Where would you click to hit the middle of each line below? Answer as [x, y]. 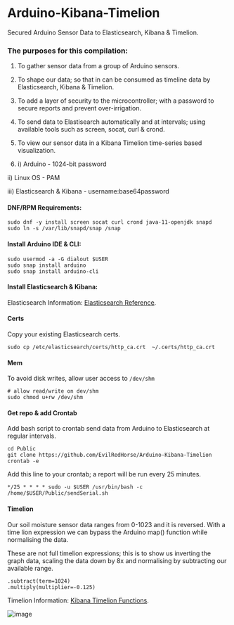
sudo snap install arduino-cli [53, 271]
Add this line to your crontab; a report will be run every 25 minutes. [104, 474]
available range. [31, 568]
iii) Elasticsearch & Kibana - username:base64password [89, 191]
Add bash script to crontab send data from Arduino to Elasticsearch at [109, 429]
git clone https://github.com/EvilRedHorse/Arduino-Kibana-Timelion [110, 455]
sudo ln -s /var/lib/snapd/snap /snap [64, 229]
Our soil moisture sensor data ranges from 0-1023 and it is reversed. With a [117, 524]
